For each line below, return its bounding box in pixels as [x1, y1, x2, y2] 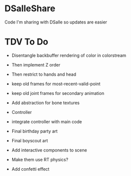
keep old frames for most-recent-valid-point [11, 81, 101, 87]
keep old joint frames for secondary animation [11, 90, 104, 96]
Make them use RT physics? [11, 156, 69, 162]
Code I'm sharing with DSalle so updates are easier [4, 19, 108, 25]
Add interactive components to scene [11, 147, 87, 153]
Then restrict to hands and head [11, 71, 76, 77]
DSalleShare [4, 3, 56, 14]
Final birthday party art [11, 128, 58, 134]
